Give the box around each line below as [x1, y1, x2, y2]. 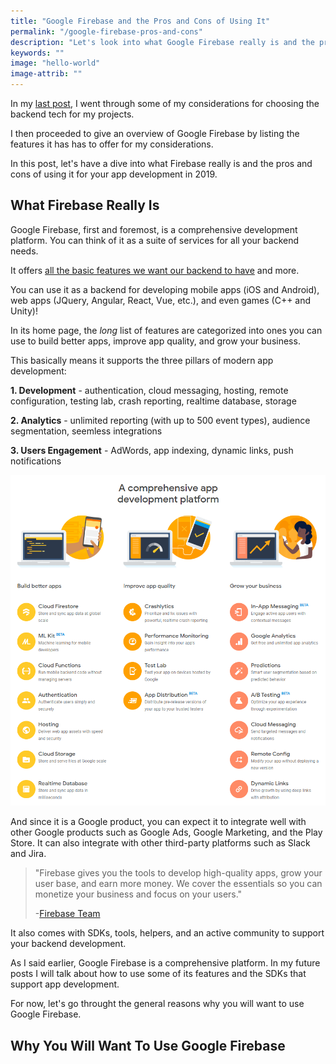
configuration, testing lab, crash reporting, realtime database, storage [10, 395, 297, 407]
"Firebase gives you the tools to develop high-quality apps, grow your [34, 867, 323, 879]
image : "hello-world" [10, 58, 101, 69]
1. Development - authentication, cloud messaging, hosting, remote [10, 384, 289, 396]
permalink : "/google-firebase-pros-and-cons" [10, 26, 203, 37]
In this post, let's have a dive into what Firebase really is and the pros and [10, 158, 313, 169]
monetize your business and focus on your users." [34, 888, 243, 900]
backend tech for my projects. [10, 108, 135, 120]
